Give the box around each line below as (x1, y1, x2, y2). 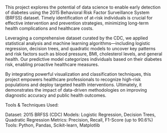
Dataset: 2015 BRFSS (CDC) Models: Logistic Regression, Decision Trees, (5, 112, 156, 118)
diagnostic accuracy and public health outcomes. (5, 92, 107, 98)
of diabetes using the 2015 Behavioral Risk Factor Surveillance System (5, 9, 150, 15)
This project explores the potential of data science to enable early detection (5, 4, 161, 10)
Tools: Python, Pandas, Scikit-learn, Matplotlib (5, 122, 100, 128)
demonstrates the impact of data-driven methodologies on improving (5, 87, 147, 93)
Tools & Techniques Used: (5, 102, 59, 108)
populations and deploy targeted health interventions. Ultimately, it (5, 82, 142, 88)
